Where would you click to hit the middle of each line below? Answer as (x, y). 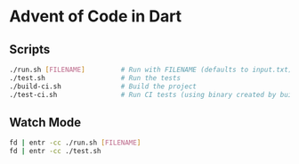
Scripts (30, 49)
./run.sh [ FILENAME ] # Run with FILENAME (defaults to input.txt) (151, 70)
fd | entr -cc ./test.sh (55, 152)
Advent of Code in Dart (96, 16)
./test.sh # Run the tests (95, 78)
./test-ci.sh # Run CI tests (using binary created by (143, 94)
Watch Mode (45, 122)
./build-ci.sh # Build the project (103, 86)
